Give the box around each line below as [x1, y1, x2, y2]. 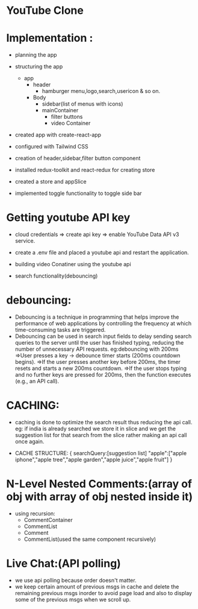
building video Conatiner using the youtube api [14, 261, 131, 268]
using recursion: [14, 509, 55, 517]
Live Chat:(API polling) [6, 556, 122, 570]
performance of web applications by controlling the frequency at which [14, 320, 191, 327]
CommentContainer [23, 516, 73, 523]
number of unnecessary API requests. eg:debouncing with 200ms [14, 345, 179, 352]
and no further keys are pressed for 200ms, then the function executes [14, 371, 191, 378]
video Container [51, 120, 91, 127]
